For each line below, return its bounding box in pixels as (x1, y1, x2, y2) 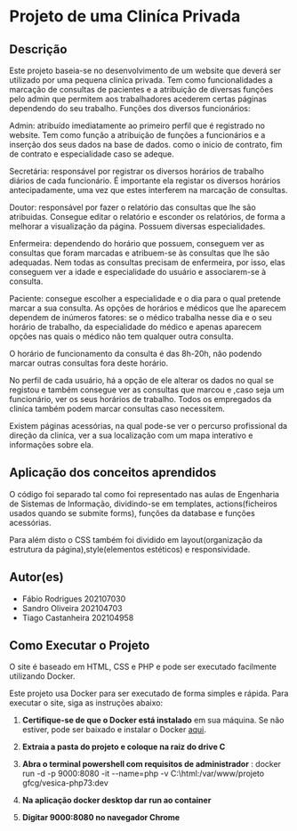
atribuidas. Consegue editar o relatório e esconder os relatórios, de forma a (9, 212, 286, 222)
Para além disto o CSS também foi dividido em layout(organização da (9, 534, 263, 545)
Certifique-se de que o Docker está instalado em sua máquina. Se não (21, 714, 285, 726)
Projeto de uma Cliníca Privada (9, 6, 241, 27)
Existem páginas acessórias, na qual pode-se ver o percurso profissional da (9, 421, 287, 431)
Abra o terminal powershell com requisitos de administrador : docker (21, 759, 282, 770)
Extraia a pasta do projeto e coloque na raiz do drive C (21, 741, 226, 753)
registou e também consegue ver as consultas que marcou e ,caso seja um (9, 384, 285, 395)
